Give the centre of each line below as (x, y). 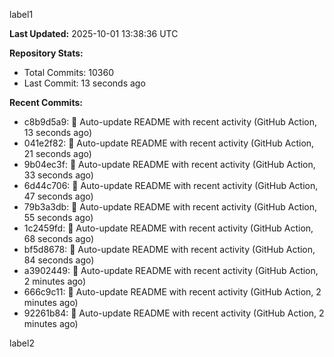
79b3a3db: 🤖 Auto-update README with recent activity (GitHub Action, (170, 207)
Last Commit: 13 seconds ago (84, 83)
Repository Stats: (46, 53)
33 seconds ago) (58, 175)
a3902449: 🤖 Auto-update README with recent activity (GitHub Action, (171, 270)
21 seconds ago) (57, 153)
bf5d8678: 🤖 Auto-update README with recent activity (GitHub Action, (169, 249)
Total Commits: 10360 (69, 72)
